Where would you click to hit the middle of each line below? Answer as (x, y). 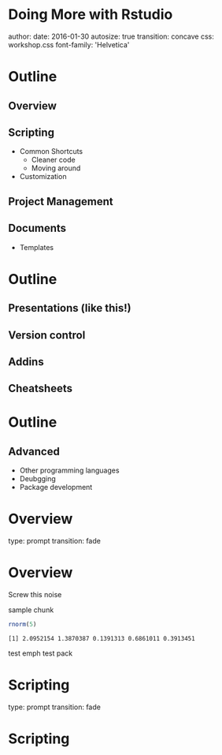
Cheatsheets (41, 389)
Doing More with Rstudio (91, 15)
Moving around (56, 168)
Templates (36, 247)
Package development (56, 488)
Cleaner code (54, 160)
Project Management (61, 202)
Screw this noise (35, 595)
